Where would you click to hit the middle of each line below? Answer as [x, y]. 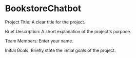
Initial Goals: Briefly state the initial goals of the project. [60, 50]
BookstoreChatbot [43, 9]
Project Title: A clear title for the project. [45, 22]
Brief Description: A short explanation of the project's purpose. [68, 31]
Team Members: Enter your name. [39, 41]
